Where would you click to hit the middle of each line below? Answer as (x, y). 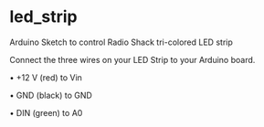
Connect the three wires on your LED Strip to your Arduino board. (132, 59)
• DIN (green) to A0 (46, 112)
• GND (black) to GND (51, 95)
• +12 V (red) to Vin (46, 77)
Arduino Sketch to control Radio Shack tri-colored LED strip (121, 42)
